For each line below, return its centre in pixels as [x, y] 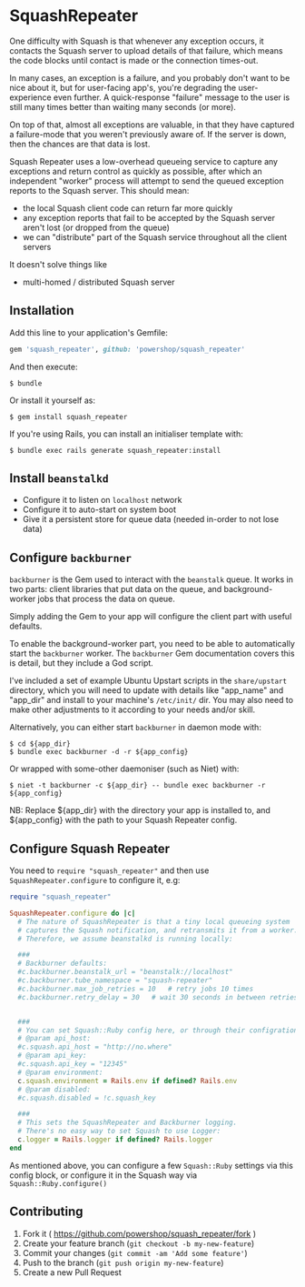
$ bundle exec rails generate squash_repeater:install [115, 450]
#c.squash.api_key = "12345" [73, 1064]
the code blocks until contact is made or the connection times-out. [134, 60]
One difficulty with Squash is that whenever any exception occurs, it [137, 41]
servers [37, 246]
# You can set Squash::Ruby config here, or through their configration [158, 1030]
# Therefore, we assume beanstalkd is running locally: [125, 939]
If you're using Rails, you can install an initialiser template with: [126, 434]
